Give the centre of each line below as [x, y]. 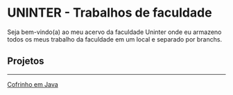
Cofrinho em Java [33, 84]
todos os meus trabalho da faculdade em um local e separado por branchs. [115, 39]
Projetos [26, 61]
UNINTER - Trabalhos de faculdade [110, 13]
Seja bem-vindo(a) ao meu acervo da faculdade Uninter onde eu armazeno [114, 32]
